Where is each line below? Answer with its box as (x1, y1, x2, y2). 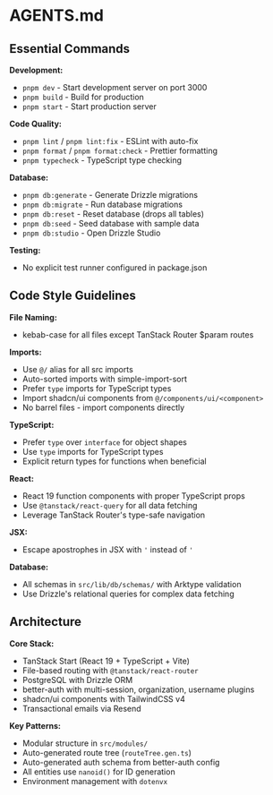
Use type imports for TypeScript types (21, 446, 164, 457)
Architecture (9, 614, 82, 629)
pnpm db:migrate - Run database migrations (21, 199, 183, 209)
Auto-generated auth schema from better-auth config (21, 757, 220, 767)
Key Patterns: (9, 720, 61, 731)
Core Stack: (9, 637, 55, 649)
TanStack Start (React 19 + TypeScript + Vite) (21, 655, 191, 666)
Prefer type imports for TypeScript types (21, 382, 172, 394)
